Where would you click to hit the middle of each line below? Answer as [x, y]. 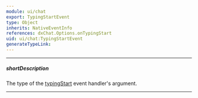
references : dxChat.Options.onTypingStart [59, 33]
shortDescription [27, 69]
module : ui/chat [26, 11]
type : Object [22, 22]
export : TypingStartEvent [38, 17]
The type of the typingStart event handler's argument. [72, 83]
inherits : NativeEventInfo [39, 28]
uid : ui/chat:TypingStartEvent [44, 39]
